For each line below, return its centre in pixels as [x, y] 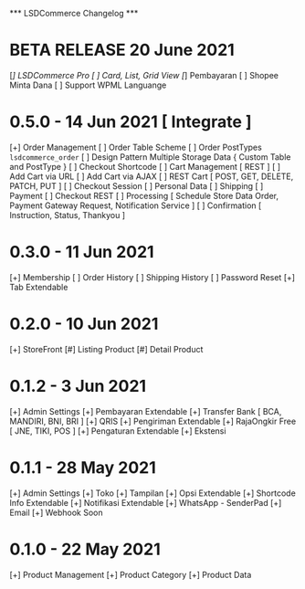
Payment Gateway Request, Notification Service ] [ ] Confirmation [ [136, 205]
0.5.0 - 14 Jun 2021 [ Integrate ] [131, 122]
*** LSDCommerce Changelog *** [74, 13]
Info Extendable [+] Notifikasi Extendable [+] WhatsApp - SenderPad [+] [146, 502]
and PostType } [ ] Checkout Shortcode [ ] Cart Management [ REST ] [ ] [145, 166]
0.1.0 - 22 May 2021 [85, 549]
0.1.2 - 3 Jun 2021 [78, 386]
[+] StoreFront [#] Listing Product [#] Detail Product [106, 349]
